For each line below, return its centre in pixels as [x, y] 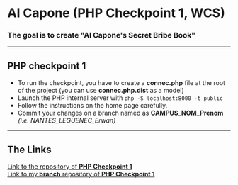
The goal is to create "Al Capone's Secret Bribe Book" [102, 35]
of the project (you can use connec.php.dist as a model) [101, 91]
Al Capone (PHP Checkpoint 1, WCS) [116, 13]
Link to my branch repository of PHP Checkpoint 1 [81, 174]
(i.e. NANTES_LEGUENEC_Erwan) [67, 120]
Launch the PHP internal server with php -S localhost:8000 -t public [120, 98]
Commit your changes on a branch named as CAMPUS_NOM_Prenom [120, 113]
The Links [29, 149]
